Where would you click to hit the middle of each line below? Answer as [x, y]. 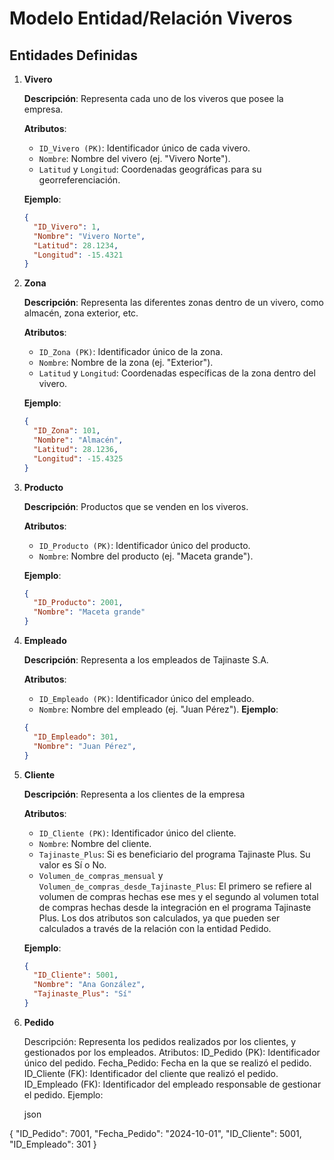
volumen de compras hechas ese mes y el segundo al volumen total [178, 896]
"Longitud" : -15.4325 [78, 458]
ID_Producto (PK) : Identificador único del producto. [144, 545]
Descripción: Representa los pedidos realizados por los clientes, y [160, 1041]
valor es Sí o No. [72, 864]
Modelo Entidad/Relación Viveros [151, 18]
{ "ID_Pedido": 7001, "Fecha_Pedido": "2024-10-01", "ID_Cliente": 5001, [155, 1133]
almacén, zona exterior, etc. [81, 313]
